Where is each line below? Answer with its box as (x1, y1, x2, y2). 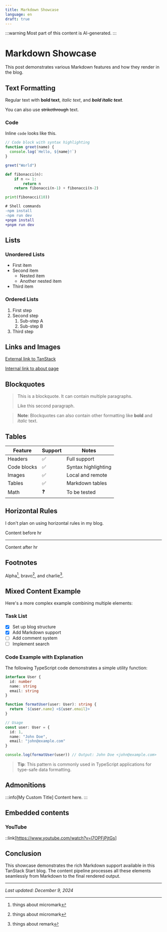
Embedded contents (5, 809, 70, 817)
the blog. (5, 69, 23, 75)
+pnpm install (5, 218, 35, 223)
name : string (9, 684, 37, 689)
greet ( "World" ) (5, 163, 37, 168)
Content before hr (5, 530, 42, 536)
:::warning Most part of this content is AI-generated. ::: (5, 30, 117, 36)
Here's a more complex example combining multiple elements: (5, 600, 133, 606)
